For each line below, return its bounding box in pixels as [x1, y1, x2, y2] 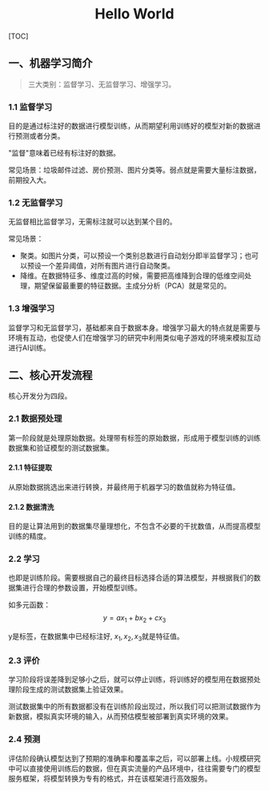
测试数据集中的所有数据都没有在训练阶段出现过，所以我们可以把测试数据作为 [8, 702, 261, 712]
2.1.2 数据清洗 [8, 502, 54, 511]
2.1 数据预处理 [8, 414, 62, 425]
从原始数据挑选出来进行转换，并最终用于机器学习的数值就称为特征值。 [8, 482, 240, 491]
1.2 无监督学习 [8, 197, 63, 208]
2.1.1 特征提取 [8, 462, 53, 473]
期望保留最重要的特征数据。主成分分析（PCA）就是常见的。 [34, 281, 231, 291]
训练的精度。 [8, 531, 50, 541]
